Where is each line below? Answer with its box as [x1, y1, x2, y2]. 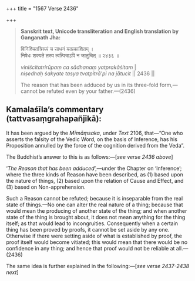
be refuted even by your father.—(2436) [39, 88, 136, 95]
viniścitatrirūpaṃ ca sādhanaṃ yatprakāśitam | [20, 64, 136, 71]
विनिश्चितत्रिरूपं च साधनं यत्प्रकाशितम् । [20, 45, 94, 52]
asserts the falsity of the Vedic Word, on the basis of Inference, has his [6, 135, 178, 143]
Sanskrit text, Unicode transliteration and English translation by [20, 28, 179, 35]
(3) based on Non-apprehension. [6, 183, 86, 190]
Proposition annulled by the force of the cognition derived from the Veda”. [6, 142, 185, 149]
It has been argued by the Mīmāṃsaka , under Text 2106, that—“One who [6, 129, 183, 136]
